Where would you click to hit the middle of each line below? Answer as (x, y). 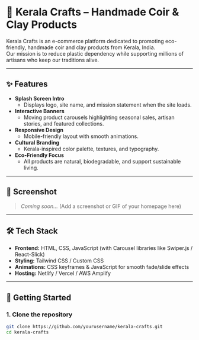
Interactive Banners (40, 111)
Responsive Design (39, 130)
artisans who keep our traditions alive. (53, 60)
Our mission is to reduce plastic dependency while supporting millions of (95, 53)
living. (31, 168)
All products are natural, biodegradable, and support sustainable (102, 161)
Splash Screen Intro (39, 98)
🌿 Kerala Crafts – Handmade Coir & (93, 12)
